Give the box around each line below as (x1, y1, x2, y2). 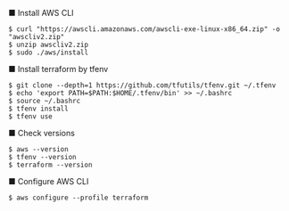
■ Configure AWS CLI (8, 176, 89, 186)
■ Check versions (8, 128, 75, 138)
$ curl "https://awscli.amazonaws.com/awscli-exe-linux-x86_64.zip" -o (8, 25, 280, 34)
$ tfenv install (8, 104, 69, 113)
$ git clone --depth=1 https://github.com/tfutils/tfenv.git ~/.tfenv (8, 81, 277, 90)
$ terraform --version (8, 160, 93, 169)
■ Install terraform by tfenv (8, 64, 109, 74)
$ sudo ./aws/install (8, 48, 89, 57)
